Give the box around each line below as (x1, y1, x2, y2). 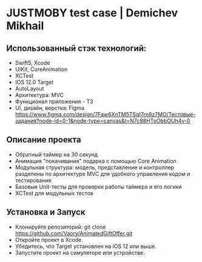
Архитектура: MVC (15, 92, 64, 98)
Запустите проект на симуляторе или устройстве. (15, 249, 145, 256)
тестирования (15, 176, 52, 184)
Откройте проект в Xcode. (15, 236, 84, 243)
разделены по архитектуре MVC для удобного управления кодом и (15, 170, 190, 177)
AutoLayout (15, 85, 44, 92)
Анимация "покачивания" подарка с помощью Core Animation (15, 157, 177, 164)
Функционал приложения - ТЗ (15, 98, 93, 105)
